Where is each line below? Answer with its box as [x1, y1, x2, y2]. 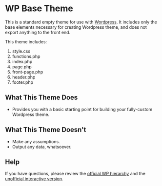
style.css [12, 48, 31, 54]
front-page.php [12, 69, 43, 74]
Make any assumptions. [12, 138, 60, 144]
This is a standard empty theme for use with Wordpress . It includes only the [5, 19, 157, 25]
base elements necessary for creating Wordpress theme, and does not [5, 24, 147, 30]
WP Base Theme [5, 3, 73, 14]
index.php [12, 58, 33, 64]
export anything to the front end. [5, 29, 71, 35]
